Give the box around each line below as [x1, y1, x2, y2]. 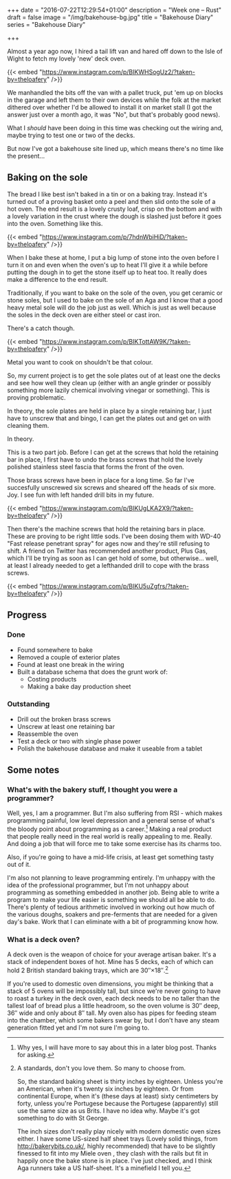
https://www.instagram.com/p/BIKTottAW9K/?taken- [42, 337, 191, 345]
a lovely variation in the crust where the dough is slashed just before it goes [7, 212, 222, 220]
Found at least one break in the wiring [16, 660, 125, 668]
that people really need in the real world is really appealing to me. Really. [7, 832, 213, 841]
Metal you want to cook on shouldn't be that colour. [7, 358, 153, 366]
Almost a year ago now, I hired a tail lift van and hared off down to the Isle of [7, 48, 223, 55]
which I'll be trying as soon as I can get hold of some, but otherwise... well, [7, 554, 219, 562]
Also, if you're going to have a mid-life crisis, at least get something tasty [7, 853, 214, 861]
